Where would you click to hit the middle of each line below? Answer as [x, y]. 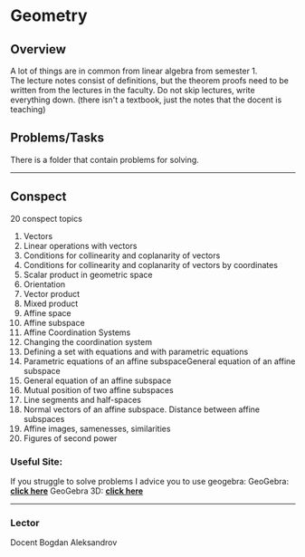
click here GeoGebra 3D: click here [77, 491]
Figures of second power [70, 438]
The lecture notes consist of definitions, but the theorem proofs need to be [149, 81]
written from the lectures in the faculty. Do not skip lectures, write [133, 90]
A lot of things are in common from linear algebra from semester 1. [134, 71]
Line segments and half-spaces [82, 399]
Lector [25, 523]
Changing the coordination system [88, 341]
